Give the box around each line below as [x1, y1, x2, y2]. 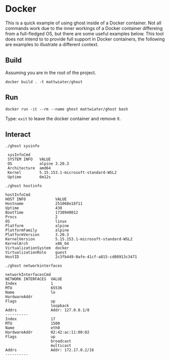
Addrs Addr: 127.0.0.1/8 [5, 308, 90, 313]
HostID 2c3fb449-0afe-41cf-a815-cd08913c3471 [5, 255, 138, 260]
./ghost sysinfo [5, 143, 40, 149]
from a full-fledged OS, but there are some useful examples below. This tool [5, 30, 164, 37]
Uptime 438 [5, 206, 62, 211]
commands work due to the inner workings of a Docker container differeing [5, 25, 163, 31]
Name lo [5, 290, 56, 295]
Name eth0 [5, 326, 60, 331]
